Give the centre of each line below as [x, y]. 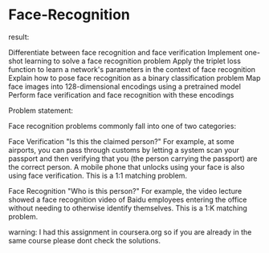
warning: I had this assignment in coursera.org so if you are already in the [130, 232]
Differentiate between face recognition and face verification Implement [126, 52]
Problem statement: [41, 110]
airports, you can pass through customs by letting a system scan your [124, 150]
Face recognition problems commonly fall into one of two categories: [122, 126]
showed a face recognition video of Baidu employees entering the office [128, 199]
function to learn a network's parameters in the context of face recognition [132, 69]
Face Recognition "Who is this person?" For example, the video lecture [125, 191]
